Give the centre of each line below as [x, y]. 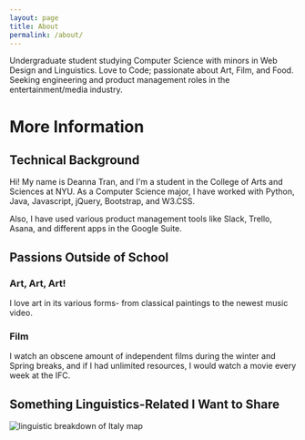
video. [21, 313]
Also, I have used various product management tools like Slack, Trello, [141, 219]
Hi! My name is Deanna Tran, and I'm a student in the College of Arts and [147, 182]
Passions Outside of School [89, 257]
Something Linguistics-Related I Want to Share [145, 404]
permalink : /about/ [46, 35]
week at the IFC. [40, 375]
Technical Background [75, 160]
